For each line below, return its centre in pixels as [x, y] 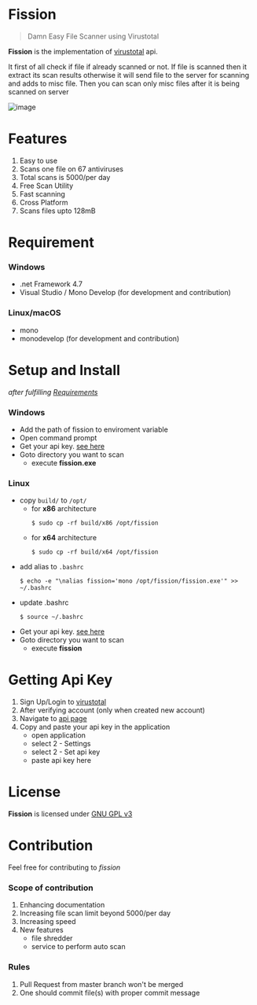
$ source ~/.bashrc [51, 617]
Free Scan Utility [46, 186]
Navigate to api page [53, 719]
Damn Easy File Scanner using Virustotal [93, 36]
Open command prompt [58, 437]
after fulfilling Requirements [53, 392]
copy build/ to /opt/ [53, 500]
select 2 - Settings [61, 744]
